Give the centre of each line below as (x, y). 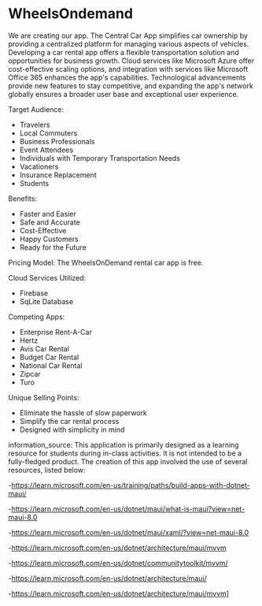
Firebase (34, 293)
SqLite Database (46, 301)
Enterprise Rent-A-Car (55, 332)
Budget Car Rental (49, 357)
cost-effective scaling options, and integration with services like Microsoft (128, 69)
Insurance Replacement (58, 175)
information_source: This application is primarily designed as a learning (124, 444)
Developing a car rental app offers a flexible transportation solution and (124, 52)
